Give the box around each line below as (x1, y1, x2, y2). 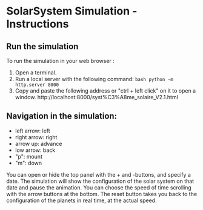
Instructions (6, 17, 69, 31)
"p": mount (15, 153, 42, 160)
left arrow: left (15, 127, 50, 134)
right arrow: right (15, 133, 58, 140)
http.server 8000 (15, 82, 59, 88)
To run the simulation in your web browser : (6, 57, 115, 64)
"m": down (15, 159, 42, 166)
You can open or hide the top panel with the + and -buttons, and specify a (6, 171, 191, 178)
